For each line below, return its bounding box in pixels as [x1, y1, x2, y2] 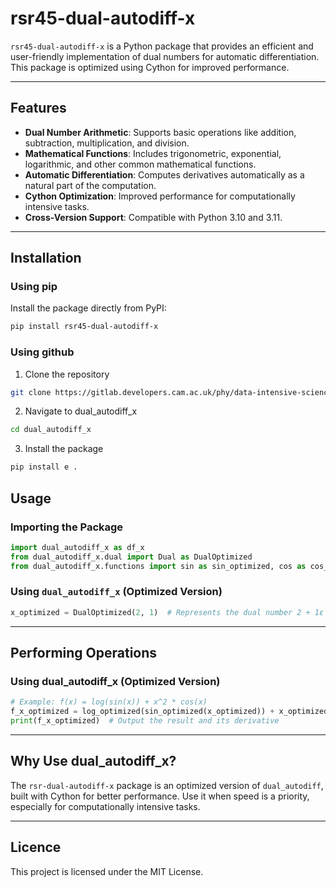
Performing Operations [10, 645, 158, 662]
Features [10, 100, 67, 117]
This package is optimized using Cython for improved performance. [10, 61, 290, 73]
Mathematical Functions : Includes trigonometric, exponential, [24, 147, 282, 159]
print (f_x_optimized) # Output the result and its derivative [10, 716, 280, 726]
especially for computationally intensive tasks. [10, 800, 201, 812]
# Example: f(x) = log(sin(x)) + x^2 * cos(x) [10, 697, 208, 707]
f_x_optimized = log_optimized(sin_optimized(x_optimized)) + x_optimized [10, 707, 329, 717]
